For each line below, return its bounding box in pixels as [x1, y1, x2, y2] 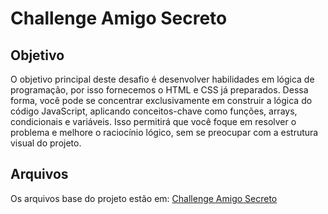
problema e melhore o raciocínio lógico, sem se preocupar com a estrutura [10, 127, 319, 138]
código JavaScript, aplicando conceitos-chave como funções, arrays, [10, 105, 298, 117]
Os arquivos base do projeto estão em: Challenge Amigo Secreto [10, 192, 278, 204]
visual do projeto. [10, 137, 82, 149]
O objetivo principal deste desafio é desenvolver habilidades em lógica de [10, 73, 315, 85]
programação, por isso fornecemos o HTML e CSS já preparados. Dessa [10, 84, 309, 96]
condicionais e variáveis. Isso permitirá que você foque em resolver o [10, 116, 297, 127]
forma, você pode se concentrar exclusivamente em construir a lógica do [10, 95, 313, 106]
